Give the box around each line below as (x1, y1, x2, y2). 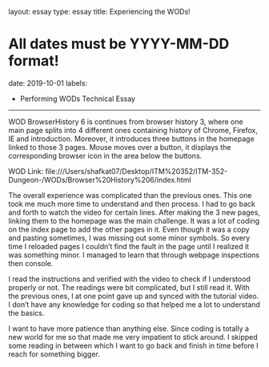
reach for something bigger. (8, 349, 100, 359)
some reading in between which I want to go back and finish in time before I (8, 341, 259, 350)
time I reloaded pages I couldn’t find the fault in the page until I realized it (8, 241, 250, 251)
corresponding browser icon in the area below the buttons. (8, 151, 203, 160)
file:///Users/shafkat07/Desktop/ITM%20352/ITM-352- (45, 166, 228, 175)
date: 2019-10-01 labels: (8, 78, 88, 87)
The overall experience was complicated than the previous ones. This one (8, 190, 252, 200)
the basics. (8, 308, 45, 317)
